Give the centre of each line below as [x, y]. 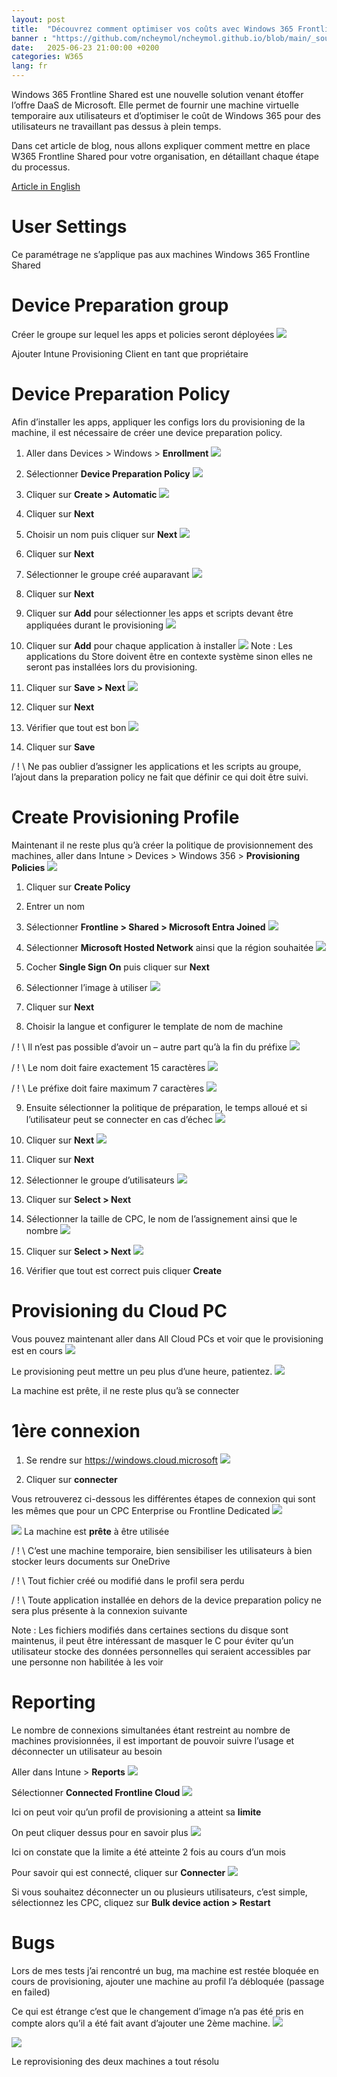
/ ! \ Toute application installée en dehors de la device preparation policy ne [166, 1600]
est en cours [37, 1350]
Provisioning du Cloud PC [119, 1310]
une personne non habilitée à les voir [87, 1662]
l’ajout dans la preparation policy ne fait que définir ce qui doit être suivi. [160, 777]
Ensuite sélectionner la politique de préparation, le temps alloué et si [166, 1107]
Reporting [53, 1702]
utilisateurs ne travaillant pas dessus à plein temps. [116, 126]
